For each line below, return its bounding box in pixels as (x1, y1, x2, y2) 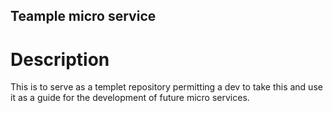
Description (10, 48, 110, 71)
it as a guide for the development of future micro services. (10, 92, 250, 104)
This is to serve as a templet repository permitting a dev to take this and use (10, 81, 323, 93)
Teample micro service (10, 8, 157, 25)
